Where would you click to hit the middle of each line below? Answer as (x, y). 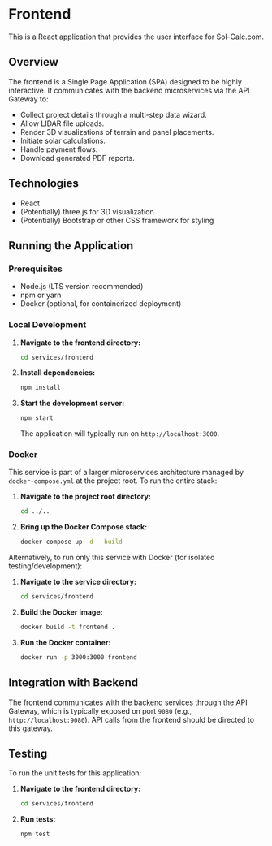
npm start (37, 418)
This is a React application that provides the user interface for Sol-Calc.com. (136, 37)
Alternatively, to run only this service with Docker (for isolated (112, 558)
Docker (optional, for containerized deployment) (101, 304)
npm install (40, 388)
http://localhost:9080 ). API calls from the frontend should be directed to (131, 719)
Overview (34, 62)
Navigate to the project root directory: (86, 497)
